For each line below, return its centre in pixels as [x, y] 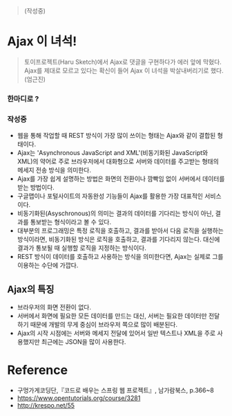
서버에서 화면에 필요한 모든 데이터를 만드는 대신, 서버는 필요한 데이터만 [112, 316]
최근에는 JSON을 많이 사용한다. [84, 341]
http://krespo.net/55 [46, 405]
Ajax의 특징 [31, 289]
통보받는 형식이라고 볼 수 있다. [71, 222]
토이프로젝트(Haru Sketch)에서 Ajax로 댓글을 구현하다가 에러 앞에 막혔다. [123, 62]
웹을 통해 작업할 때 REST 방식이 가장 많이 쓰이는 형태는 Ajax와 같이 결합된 [116, 136]
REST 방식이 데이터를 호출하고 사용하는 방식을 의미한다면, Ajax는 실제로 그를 [120, 257]
